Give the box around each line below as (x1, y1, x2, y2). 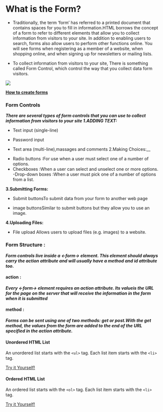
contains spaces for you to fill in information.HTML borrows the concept (12, 24, 159, 30)
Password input (12, 137, 45, 143)
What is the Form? (5, 3, 81, 15)
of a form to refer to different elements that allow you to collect (12, 30, 140, 36)
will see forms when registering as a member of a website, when (12, 46, 143, 51)
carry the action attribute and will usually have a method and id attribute (5, 258, 157, 264)
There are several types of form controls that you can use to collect (5, 113, 146, 118)
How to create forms (5, 89, 48, 95)
